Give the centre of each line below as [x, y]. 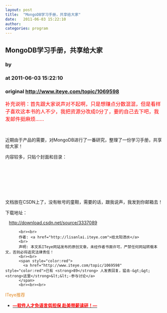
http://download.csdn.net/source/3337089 [53, 222]
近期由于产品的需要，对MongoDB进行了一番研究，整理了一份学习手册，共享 [83, 140]
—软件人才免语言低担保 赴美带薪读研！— [55, 305]
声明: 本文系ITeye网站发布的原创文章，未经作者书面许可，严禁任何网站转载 [86, 247]
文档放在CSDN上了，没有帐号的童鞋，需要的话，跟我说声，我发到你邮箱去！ [84, 202]
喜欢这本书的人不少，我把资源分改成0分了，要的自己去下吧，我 [85, 111]
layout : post [19, 10]
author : [13, 24]
